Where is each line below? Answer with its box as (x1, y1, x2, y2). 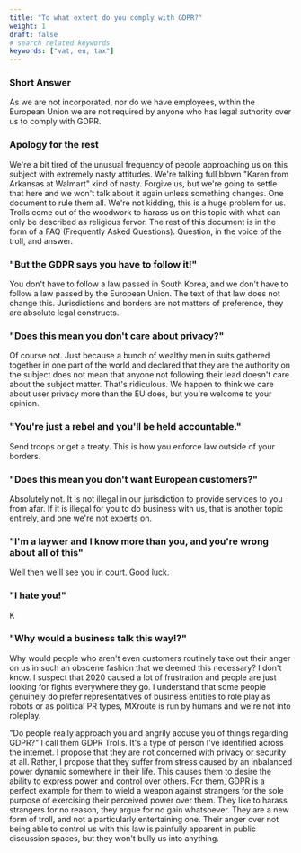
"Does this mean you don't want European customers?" (9, 473, 259, 485)
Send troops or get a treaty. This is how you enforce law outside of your (9, 440, 276, 451)
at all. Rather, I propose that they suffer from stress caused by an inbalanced (9, 756, 293, 767)
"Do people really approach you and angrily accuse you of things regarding (9, 727, 288, 739)
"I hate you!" (9, 589, 66, 602)
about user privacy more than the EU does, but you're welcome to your (9, 388, 272, 399)
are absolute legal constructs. (9, 307, 120, 318)
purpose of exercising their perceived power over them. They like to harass (9, 794, 288, 805)
